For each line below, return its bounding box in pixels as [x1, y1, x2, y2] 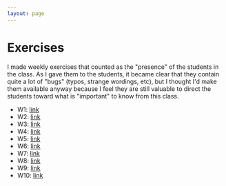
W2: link [17, 112, 41, 121]
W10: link [17, 171, 43, 179]
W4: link [17, 127, 41, 135]
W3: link [17, 120, 41, 128]
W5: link [17, 134, 41, 143]
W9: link [17, 163, 41, 172]
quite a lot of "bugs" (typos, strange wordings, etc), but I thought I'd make [7, 77, 217, 85]
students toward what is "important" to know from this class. [7, 92, 179, 100]
